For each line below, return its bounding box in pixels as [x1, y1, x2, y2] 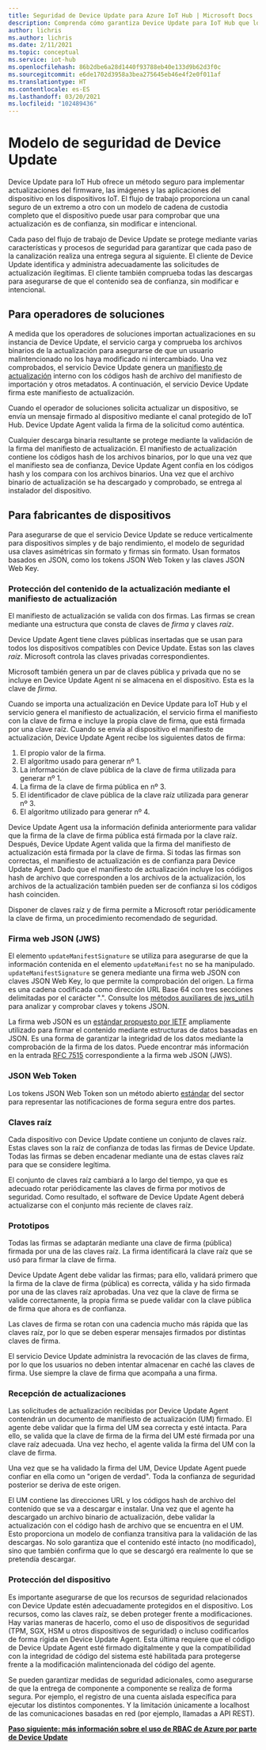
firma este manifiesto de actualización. [8, 387, 135, 397]
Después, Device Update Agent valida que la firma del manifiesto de [8, 839, 231, 848]
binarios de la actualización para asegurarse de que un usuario [8, 345, 214, 355]
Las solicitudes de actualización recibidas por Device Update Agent [8, 1406, 229, 1416]
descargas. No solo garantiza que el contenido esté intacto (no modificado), [8, 1538, 256, 1547]
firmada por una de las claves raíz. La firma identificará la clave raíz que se [8, 1246, 253, 1256]
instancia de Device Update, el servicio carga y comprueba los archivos [8, 337, 243, 347]
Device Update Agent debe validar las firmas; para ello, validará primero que [8, 1270, 258, 1280]
